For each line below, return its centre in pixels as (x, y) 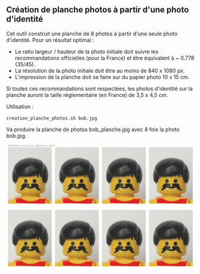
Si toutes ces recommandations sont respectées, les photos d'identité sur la (99, 89)
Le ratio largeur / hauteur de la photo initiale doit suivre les (87, 51)
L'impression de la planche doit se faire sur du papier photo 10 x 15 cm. (102, 77)
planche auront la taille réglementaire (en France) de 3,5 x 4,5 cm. (87, 95)
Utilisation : (20, 106)
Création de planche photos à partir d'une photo (98, 10)
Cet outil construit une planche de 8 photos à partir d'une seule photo (92, 34)
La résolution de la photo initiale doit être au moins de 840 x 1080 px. (100, 71)
